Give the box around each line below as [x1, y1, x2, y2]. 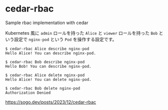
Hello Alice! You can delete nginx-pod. [5, 77, 92, 82]
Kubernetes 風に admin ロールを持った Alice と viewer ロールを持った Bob [5, 30, 158, 36]
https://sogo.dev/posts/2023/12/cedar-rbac [5, 99, 96, 105]
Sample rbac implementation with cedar [5, 20, 89, 26]
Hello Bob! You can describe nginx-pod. [5, 64, 92, 69]
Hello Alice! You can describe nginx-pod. [5, 51, 96, 56]
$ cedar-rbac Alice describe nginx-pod [5, 46, 90, 51]
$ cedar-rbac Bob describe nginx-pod [5, 59, 85, 64]
